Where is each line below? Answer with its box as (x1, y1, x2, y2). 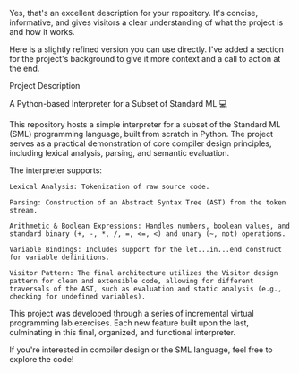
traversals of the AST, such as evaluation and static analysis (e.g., (9, 284, 282, 293)
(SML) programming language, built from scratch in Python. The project (9, 129, 274, 139)
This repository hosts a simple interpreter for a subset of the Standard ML (9, 119, 281, 129)
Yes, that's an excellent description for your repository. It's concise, (9, 8, 259, 18)
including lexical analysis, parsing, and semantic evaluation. (9, 148, 230, 158)
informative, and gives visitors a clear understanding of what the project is (9, 17, 284, 28)
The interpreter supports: (9, 165, 103, 176)
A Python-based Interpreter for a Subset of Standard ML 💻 (9, 99, 228, 108)
